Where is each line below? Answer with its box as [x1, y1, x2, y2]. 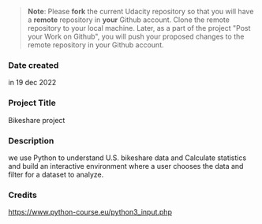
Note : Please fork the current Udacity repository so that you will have [27, 7, 254, 16]
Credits [8, 189, 37, 200]
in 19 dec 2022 [8, 78, 57, 88]
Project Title [8, 98, 57, 109]
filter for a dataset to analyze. [8, 170, 104, 179]
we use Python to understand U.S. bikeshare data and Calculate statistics [8, 153, 247, 162]
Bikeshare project [8, 115, 65, 125]
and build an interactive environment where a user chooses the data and [8, 161, 244, 170]
